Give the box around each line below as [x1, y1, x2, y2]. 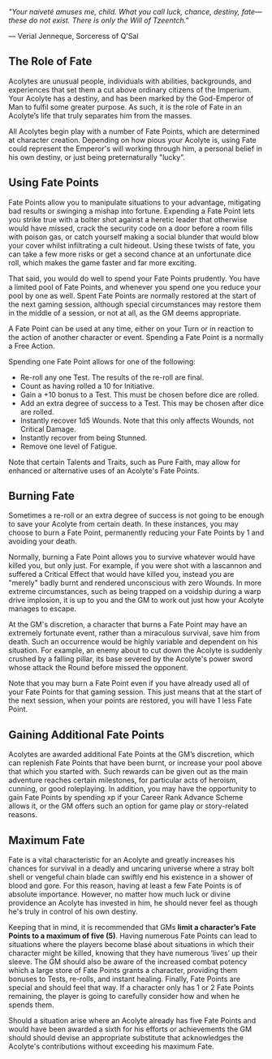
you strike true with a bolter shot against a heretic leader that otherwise [8, 214, 248, 224]
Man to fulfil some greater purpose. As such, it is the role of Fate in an [8, 101, 242, 112]
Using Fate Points [8, 176, 99, 190]
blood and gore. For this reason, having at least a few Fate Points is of [8, 880, 242, 891]
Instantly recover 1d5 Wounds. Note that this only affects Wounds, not [19, 415, 254, 425]
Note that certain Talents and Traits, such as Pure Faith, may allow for [8, 457, 241, 467]
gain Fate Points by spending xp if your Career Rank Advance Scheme [8, 793, 244, 803]
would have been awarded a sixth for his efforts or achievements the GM [8, 1024, 253, 1034]
